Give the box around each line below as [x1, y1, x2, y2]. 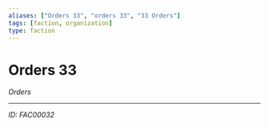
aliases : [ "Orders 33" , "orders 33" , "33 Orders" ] [8, 11, 181, 20]
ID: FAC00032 [8, 110, 54, 120]
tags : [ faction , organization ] [8, 19, 113, 27]
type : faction [8, 26, 56, 34]
